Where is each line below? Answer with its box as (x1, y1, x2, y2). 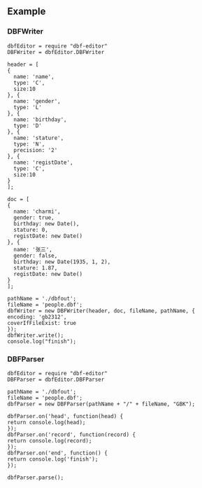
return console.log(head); (7, 419, 86, 426)
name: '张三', (13, 246, 52, 253)
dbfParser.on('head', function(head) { (7, 412, 124, 419)
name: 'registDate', (13, 159, 73, 166)
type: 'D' (13, 122, 42, 129)
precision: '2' (13, 146, 58, 153)
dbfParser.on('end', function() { (7, 449, 108, 456)
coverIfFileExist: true (7, 319, 77, 326)
